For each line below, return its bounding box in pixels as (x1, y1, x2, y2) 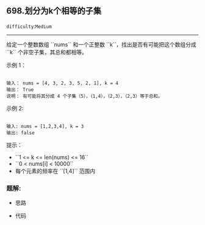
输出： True (6, 86, 34, 93)
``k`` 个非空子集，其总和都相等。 (6, 48, 87, 56)
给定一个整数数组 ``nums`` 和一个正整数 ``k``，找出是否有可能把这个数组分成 (6, 40, 196, 48)
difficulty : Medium (6, 22, 52, 29)
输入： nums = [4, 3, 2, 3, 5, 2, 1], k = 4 (6, 80, 119, 86)
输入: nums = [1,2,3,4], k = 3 (6, 123, 84, 130)
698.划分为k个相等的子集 (6, 6, 102, 17)
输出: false (6, 130, 35, 136)
